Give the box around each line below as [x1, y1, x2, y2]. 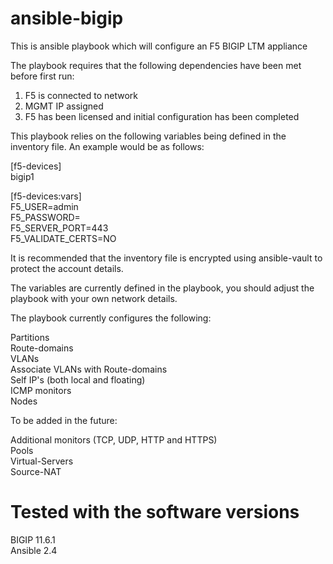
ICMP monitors [10, 384, 72, 396]
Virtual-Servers [10, 455, 74, 467]
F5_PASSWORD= [10, 211, 81, 223]
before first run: [10, 70, 75, 82]
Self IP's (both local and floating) [10, 373, 146, 386]
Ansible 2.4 [10, 544, 58, 556]
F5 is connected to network [24, 89, 138, 101]
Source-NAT [10, 465, 62, 477]
